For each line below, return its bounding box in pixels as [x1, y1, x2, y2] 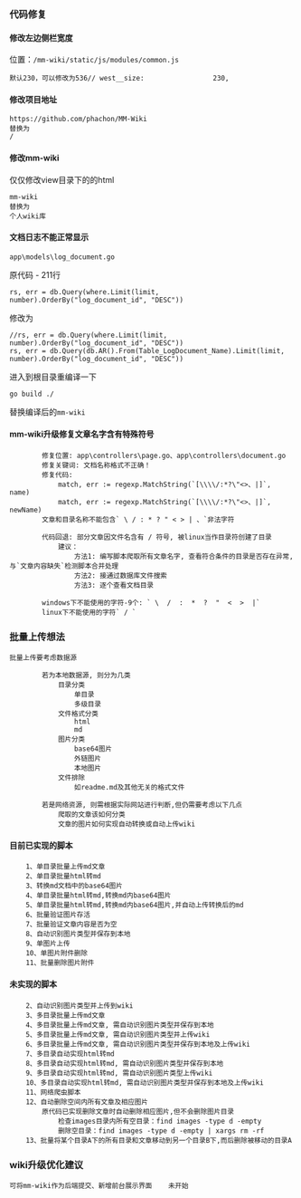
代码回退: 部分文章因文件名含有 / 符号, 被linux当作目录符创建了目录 [42, 532, 273, 541]
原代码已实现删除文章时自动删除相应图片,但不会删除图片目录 [42, 1107, 235, 1116]
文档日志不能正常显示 [9, 232, 89, 243]
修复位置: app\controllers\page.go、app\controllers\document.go [42, 451, 287, 460]
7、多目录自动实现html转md [25, 1049, 115, 1059]
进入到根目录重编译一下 [9, 371, 97, 382]
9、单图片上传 [25, 939, 71, 948]
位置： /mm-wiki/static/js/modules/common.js [9, 54, 179, 65]
